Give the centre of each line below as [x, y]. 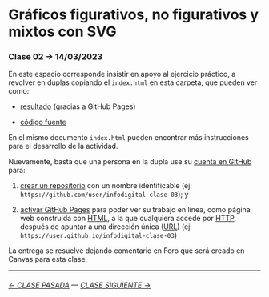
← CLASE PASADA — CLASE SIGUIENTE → [79, 285]
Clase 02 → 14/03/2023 [56, 57]
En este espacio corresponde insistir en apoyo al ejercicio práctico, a [122, 74]
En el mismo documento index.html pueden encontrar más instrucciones [129, 138]
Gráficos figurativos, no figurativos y [133, 15]
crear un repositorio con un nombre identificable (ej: [106, 186]
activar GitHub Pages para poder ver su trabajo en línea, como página [135, 210]
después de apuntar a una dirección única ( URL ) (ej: [106, 227]
